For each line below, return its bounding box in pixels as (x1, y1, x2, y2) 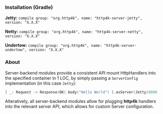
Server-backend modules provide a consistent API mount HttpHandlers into (5, 70, 156, 76)
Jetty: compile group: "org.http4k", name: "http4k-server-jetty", (5, 15, 143, 21)
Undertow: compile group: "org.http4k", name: (5, 42, 102, 48)
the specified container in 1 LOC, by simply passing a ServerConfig (5, 75, 138, 81)
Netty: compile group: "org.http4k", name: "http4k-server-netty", (5, 29, 143, 35)
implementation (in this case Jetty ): (5, 80, 77, 86)
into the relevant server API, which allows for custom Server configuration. (5, 104, 154, 110)
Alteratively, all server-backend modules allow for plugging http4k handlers (5, 98, 156, 104)
